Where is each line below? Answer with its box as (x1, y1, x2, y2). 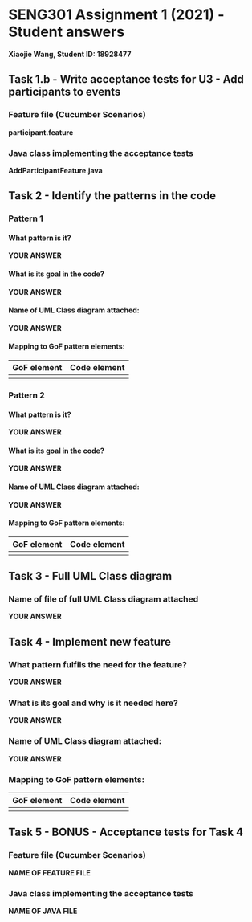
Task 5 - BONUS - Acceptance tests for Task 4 (8, 826, 244, 839)
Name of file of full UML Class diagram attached (8, 594, 199, 605)
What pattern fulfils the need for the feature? (8, 659, 187, 670)
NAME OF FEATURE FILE (8, 867, 91, 877)
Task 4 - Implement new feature (8, 634, 171, 648)
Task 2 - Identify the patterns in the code (8, 189, 217, 202)
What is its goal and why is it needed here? (8, 697, 178, 708)
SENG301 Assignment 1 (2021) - (8, 6, 225, 24)
